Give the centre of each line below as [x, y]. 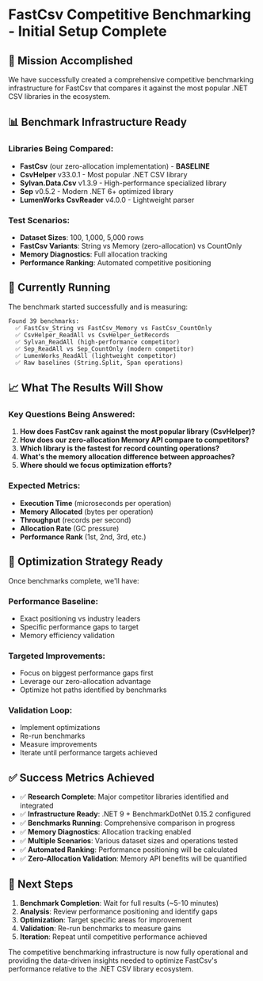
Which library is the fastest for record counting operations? [120, 448]
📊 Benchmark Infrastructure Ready [98, 122]
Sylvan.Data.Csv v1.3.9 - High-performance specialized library [123, 183]
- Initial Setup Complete [88, 31]
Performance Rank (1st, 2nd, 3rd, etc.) [83, 537]
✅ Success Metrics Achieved [81, 778]
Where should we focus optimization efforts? [95, 466]
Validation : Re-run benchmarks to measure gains [100, 929]
